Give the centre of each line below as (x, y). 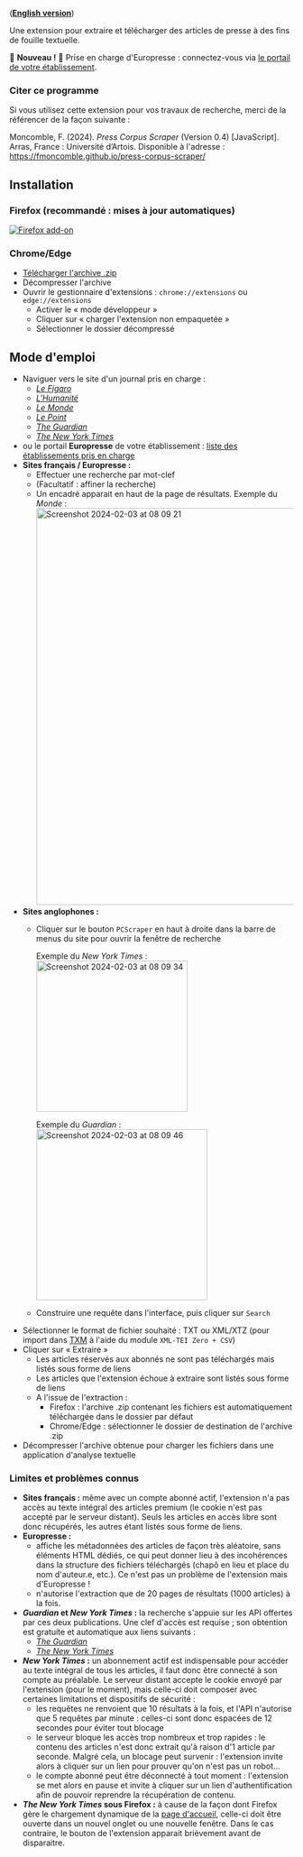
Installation (41, 184)
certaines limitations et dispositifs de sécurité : (109, 1699)
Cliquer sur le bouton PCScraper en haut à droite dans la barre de (156, 929)
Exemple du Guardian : (78, 1125)
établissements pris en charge (78, 455)
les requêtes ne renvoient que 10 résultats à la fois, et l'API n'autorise (164, 1709)
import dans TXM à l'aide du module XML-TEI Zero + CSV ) (129, 1340)
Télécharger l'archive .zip (69, 273)
